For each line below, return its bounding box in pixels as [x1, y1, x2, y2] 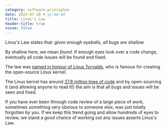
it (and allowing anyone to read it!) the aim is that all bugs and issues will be [5, 84, 160, 90]
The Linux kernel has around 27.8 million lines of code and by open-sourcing [5, 79, 162, 85]
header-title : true [5, 21, 46, 26]
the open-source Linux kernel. [5, 69, 67, 75]
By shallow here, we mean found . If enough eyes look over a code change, [5, 49, 158, 55]
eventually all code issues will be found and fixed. [5, 54, 107, 60]
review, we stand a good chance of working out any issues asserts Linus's [5, 115, 157, 121]
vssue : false [5, 26, 32, 31]
